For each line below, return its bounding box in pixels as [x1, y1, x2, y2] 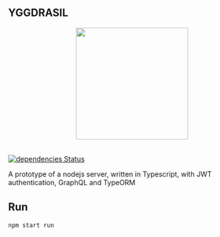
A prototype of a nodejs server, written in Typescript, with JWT [8, 169, 212, 179]
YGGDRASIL [8, 6, 68, 20]
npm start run [8, 221, 55, 229]
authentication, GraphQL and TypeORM [8, 177, 136, 187]
